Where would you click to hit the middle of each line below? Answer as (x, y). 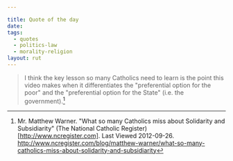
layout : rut (24, 58)
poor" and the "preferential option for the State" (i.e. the (104, 92)
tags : (15, 32)
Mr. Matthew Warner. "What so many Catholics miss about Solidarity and (121, 121)
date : (15, 26)
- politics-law (35, 46)
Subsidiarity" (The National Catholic (68, 128)
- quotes (26, 39)
